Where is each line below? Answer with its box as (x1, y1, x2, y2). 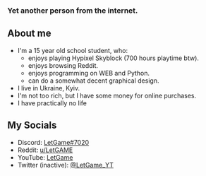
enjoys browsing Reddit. (28, 61, 99, 69)
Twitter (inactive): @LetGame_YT (17, 160, 114, 169)
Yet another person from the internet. (7, 6, 138, 16)
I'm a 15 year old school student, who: (17, 46, 128, 54)
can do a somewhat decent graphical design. (28, 76, 159, 85)
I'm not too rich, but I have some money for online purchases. (17, 91, 197, 100)
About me (7, 28, 51, 40)
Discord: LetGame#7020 (17, 138, 90, 146)
